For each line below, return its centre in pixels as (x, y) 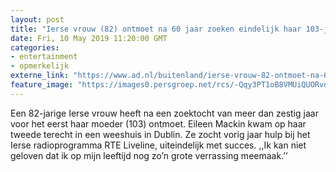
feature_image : (42, 85)
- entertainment (44, 57)
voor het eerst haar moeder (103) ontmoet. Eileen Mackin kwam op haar (158, 123)
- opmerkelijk (40, 66)
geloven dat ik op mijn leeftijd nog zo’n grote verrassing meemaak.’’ (149, 155)
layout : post (37, 19)
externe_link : (40, 76)
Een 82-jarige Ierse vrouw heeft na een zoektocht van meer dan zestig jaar (164, 113)
